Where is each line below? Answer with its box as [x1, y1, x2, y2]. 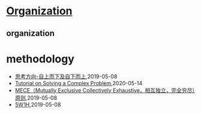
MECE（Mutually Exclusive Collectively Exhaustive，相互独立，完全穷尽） [14, 86, 195, 94]
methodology [6, 52, 75, 65]
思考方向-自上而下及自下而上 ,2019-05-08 [14, 73, 118, 80]
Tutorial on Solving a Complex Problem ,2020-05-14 [14, 79, 143, 86]
